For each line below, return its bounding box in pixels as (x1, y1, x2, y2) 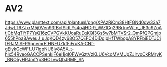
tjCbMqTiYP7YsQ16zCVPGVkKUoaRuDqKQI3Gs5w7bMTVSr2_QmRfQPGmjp (5, 30, 162, 36)
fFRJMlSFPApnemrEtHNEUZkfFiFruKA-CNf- (5, 40, 95, 46)
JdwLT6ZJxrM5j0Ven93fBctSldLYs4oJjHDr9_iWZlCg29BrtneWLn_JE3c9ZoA (5, 24, 162, 30)
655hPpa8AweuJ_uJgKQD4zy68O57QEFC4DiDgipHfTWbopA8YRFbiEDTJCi (5, 35, 161, 41)
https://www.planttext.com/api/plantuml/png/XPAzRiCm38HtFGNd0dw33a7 (5, 19, 161, 25)
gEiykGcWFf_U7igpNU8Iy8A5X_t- (5, 46, 74, 52)
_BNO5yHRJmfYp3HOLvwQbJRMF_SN (5, 56, 84, 62)
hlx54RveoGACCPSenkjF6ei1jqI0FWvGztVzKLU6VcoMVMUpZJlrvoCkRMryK (5, 51, 162, 57)
